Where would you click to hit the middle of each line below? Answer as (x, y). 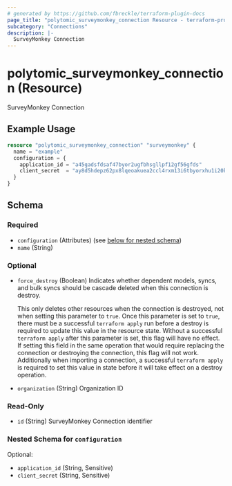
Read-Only (26, 406)
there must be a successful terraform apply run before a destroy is (113, 323)
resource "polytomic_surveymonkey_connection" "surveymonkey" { (101, 145)
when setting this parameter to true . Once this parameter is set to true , (118, 316)
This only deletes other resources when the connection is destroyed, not (120, 308)
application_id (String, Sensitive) (65, 467)
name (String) (35, 247)
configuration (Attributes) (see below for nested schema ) (99, 240)
